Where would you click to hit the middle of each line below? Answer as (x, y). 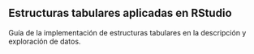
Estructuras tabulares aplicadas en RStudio (121, 13)
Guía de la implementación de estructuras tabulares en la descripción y (127, 32)
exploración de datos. (45, 41)
